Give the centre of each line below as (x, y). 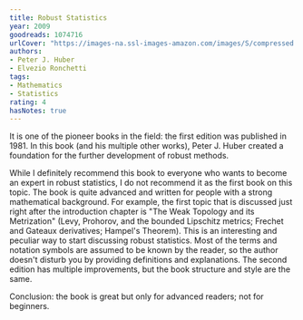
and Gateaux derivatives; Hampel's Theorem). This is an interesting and (143, 231)
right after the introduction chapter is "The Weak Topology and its (132, 212)
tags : (20, 77)
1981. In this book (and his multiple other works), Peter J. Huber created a (147, 146)
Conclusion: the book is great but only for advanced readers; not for (137, 296)
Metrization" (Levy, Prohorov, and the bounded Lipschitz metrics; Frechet (147, 221)
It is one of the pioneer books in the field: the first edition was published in (148, 136)
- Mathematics (36, 85)
